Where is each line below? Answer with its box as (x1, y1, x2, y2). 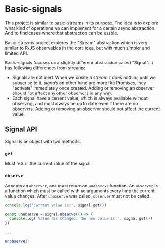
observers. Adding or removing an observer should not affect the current (12, 106, 160, 112)
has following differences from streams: (5, 65, 86, 71)
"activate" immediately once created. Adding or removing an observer (12, 85, 154, 91)
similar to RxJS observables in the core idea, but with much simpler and (5, 45, 150, 51)
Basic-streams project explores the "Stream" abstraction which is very (5, 39, 148, 45)
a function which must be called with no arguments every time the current (5, 188, 155, 194)
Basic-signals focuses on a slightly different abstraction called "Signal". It (5, 60, 154, 65)
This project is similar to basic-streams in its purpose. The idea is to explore (5, 20, 159, 26)
